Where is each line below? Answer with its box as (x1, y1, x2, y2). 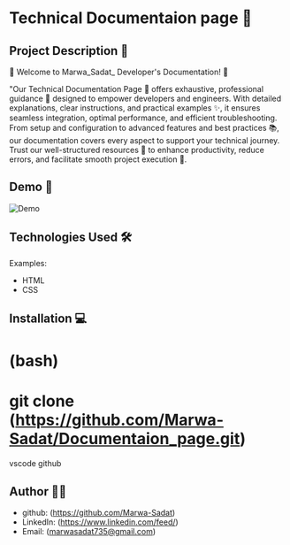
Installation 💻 (9, 311, 88, 326)
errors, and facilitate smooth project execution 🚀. (9, 154, 187, 165)
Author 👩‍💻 (9, 484, 67, 499)
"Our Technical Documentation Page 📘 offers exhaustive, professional (9, 84, 263, 94)
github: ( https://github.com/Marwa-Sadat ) (21, 507, 176, 518)
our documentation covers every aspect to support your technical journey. (9, 135, 280, 145)
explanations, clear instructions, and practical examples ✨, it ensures (9, 103, 261, 113)
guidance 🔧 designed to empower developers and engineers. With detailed (9, 93, 282, 104)
